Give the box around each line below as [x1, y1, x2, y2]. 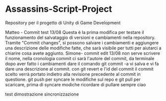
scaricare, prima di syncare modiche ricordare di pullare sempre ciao [5, 81, 146, 87]
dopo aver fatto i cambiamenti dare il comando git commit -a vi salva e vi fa [5, 61, 159, 67]
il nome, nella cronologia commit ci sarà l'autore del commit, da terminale [5, 55, 155, 61]
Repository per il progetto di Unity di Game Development [5, 20, 121, 26]
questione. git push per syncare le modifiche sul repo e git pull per [5, 76, 141, 82]
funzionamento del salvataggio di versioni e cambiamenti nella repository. [5, 34, 156, 40]
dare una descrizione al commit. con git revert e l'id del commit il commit [5, 66, 154, 72]
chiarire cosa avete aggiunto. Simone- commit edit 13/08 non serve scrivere [5, 50, 160, 56]
